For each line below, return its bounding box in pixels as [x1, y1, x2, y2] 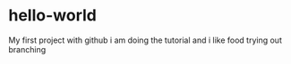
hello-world [8, 5, 98, 26]
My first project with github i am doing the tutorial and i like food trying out [8, 35, 283, 45]
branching [8, 44, 47, 54]
